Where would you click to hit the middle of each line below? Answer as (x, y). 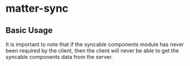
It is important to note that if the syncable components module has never (95, 44)
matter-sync (37, 9)
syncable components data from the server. (59, 57)
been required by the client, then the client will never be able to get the (92, 51)
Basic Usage (29, 30)
